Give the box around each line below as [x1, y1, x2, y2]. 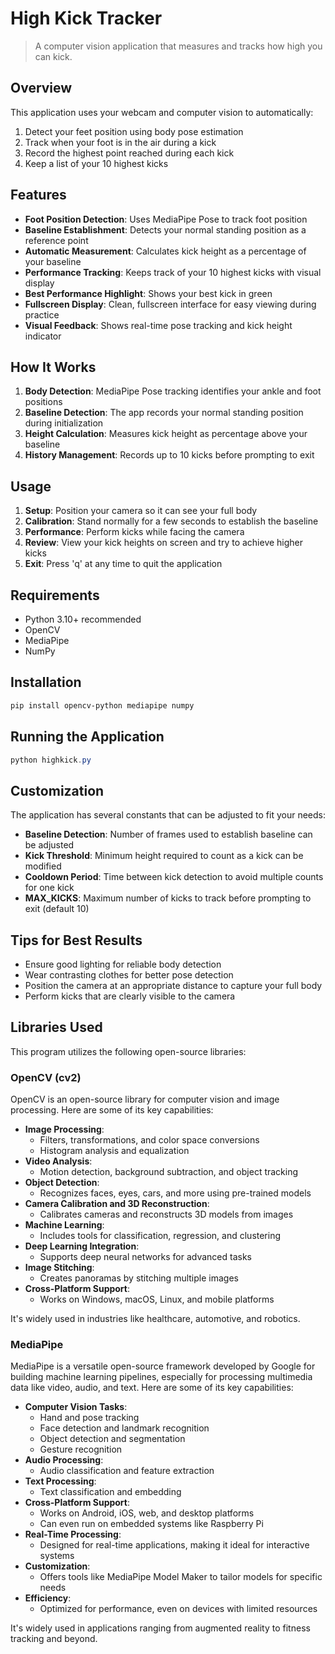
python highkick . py [10, 755, 92, 765]
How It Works [10, 358, 97, 376]
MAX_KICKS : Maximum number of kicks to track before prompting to [24, 892, 312, 904]
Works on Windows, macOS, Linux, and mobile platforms [39, 1293, 275, 1306]
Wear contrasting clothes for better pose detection [24, 969, 234, 981]
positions [24, 396, 63, 408]
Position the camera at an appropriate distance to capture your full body [24, 980, 323, 991]
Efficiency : [24, 1592, 72, 1604]
